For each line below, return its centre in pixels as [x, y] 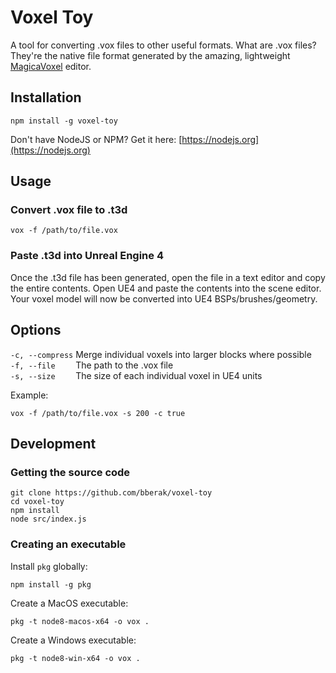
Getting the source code [70, 472]
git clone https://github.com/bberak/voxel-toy [111, 493]
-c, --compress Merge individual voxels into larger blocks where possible [161, 354]
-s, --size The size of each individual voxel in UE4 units [136, 375]
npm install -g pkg [51, 584]
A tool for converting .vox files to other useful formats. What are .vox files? [163, 45]
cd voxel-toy [37, 502]
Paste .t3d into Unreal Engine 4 [87, 256]
